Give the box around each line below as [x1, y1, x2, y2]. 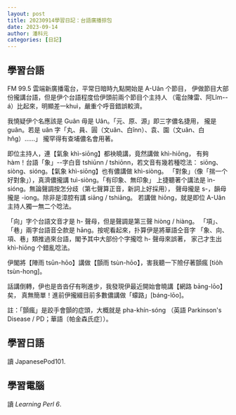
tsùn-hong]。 [7, 267, 46, 275]
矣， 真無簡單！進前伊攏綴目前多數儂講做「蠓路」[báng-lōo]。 [7, 290, 188, 299]
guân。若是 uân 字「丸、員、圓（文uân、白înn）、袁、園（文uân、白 [7, 125, 205, 134]
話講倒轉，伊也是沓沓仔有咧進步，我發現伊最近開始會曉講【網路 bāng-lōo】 [7, 282, 226, 290]
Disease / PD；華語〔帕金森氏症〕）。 [7, 314, 112, 323]
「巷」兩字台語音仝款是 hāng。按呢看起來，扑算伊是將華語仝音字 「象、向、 [7, 226, 228, 234]
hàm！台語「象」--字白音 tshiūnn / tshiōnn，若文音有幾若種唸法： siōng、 [7, 158, 223, 166]
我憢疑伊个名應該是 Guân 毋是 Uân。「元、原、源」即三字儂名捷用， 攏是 [7, 117, 217, 125]
